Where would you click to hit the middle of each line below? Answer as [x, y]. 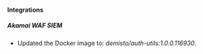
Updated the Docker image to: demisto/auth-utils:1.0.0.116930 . [107, 43]
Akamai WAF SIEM [35, 26]
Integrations [25, 10]
